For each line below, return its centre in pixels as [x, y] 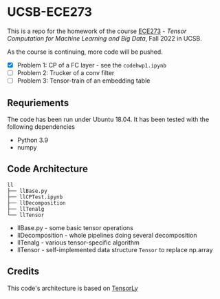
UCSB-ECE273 [50, 12]
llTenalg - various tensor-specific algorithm [78, 243]
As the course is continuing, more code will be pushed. [85, 52]
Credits [23, 272]
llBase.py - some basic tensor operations [75, 227]
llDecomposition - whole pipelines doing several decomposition [107, 235]
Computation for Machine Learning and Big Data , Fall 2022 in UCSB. [105, 38]
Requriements [38, 103]
